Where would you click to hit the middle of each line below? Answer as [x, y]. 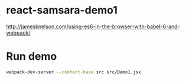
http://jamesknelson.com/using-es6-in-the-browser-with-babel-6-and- [93, 26]
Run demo [32, 57]
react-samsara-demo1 [62, 10]
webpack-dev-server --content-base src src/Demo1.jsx [74, 72]
